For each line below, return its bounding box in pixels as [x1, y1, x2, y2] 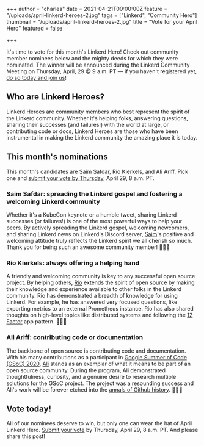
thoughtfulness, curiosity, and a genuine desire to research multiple [6, 373, 177, 380]
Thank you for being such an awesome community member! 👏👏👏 [6, 243, 170, 251]
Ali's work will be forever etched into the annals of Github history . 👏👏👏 [6, 386, 183, 393]
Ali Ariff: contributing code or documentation [6, 333, 144, 342]
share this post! [6, 433, 46, 440]
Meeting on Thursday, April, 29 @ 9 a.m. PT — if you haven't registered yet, [6, 68, 197, 75]
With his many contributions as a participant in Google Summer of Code [6, 353, 188, 361]
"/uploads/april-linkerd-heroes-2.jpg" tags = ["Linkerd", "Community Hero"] [6, 12, 197, 19]
